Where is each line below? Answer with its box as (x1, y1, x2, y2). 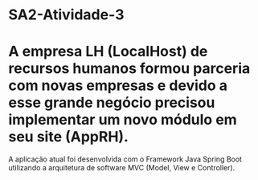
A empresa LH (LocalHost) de (8, 43, 208, 61)
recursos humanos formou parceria (8, 59, 251, 78)
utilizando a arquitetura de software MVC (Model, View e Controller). (8, 163, 235, 173)
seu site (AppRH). (8, 128, 129, 146)
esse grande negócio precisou (8, 94, 215, 112)
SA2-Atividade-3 (8, 6, 125, 24)
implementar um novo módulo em (8, 111, 237, 129)
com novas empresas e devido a (8, 76, 227, 95)
